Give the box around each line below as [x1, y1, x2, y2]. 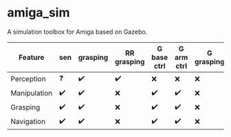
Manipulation [10, 88, 53, 98]
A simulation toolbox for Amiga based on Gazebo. [7, 28, 148, 36]
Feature [18, 52, 45, 62]
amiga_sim [7, 5, 70, 21]
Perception [10, 74, 46, 84]
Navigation [10, 117, 46, 127]
